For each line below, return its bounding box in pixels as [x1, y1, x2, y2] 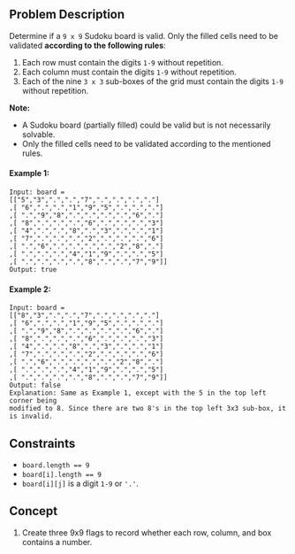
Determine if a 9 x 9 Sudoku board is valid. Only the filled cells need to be [9, 30, 278, 41]
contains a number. [21, 536, 93, 547]
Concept [9, 504, 58, 519]
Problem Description [9, 7, 125, 22]
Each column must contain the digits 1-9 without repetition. [21, 66, 237, 77]
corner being [9, 396, 57, 405]
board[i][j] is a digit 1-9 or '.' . [21, 478, 140, 489]
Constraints [9, 435, 76, 450]
